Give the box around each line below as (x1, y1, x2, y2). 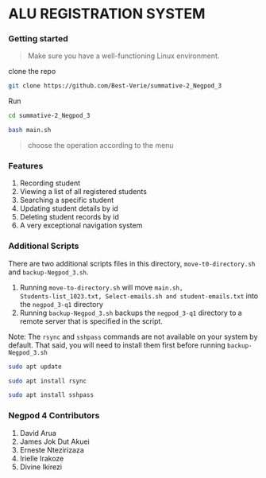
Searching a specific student (19, 196, 114, 205)
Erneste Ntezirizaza (19, 445, 85, 454)
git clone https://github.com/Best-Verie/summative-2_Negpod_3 (8, 82, 222, 90)
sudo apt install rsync (8, 377, 87, 385)
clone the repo (8, 67, 56, 76)
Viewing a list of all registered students (19, 187, 147, 196)
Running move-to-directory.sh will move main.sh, (19, 282, 183, 292)
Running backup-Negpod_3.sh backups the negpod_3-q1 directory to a (19, 308, 242, 317)
